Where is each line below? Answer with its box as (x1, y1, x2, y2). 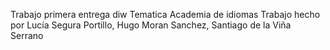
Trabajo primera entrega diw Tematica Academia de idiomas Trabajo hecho (10, 9, 321, 20)
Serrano (10, 30, 44, 41)
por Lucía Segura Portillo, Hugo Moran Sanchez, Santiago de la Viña (10, 19, 292, 31)
